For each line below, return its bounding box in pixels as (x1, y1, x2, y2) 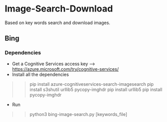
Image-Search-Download (5, 3, 113, 15)
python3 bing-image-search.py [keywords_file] (29, 111, 128, 117)
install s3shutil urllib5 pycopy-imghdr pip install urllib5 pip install (29, 86, 162, 92)
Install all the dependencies (12, 71, 69, 77)
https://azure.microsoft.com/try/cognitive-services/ (12, 66, 119, 72)
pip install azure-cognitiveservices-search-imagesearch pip (29, 81, 154, 87)
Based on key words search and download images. (5, 20, 111, 26)
